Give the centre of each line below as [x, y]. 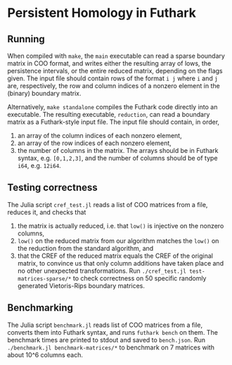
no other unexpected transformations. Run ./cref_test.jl [102, 271]
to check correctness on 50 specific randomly [140, 278]
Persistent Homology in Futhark [102, 13]
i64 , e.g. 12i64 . [39, 166]
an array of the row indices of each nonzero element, [95, 143]
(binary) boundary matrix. [45, 93]
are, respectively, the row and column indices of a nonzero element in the [114, 86]
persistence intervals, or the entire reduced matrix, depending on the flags [115, 71]
